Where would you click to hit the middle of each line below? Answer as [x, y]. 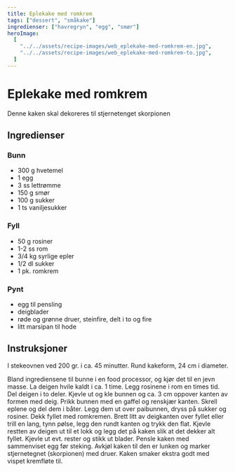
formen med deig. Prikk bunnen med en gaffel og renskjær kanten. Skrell [112, 401]
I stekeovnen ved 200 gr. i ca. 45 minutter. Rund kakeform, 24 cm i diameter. [118, 366]
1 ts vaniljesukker [42, 208]
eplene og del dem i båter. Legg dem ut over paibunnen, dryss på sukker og [117, 409]
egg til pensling [40, 304]
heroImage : [23, 33]
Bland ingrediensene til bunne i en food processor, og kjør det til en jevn [111, 379]
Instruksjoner [38, 348]
